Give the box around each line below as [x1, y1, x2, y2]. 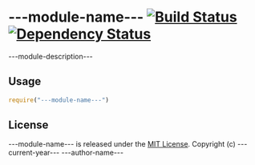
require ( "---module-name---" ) [8, 96, 110, 104]
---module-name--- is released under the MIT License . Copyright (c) [8, 139, 237, 149]
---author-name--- [61, 148, 124, 158]
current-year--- [8, 148, 60, 158]
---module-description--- [8, 51, 94, 61]
